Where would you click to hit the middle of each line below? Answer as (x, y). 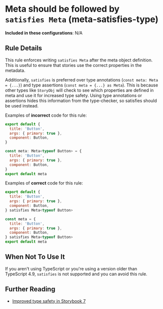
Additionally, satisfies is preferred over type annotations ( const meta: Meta (82, 80)
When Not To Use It (35, 257)
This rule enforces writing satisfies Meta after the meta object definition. (79, 60)
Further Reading (30, 289)
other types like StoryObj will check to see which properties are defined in (79, 90)
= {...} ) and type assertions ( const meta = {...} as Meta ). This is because (82, 85)
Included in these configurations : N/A (44, 33)
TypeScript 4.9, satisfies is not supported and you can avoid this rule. (76, 274)
